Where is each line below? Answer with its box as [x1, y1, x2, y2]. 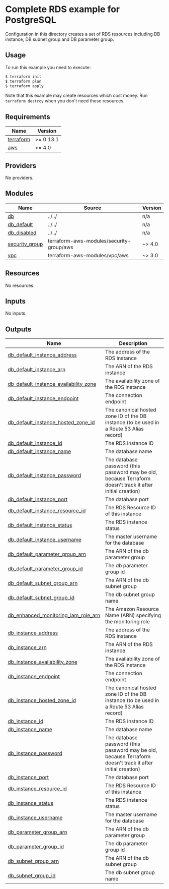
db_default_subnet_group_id [8, 594, 74, 601]
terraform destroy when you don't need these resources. [5, 98, 125, 104]
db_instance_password [8, 750, 63, 757]
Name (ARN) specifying [105, 612, 161, 619]
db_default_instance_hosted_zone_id [8, 419, 95, 426]
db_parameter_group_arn [8, 828, 67, 836]
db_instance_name [8, 726, 53, 733]
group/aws [47, 244, 74, 251]
